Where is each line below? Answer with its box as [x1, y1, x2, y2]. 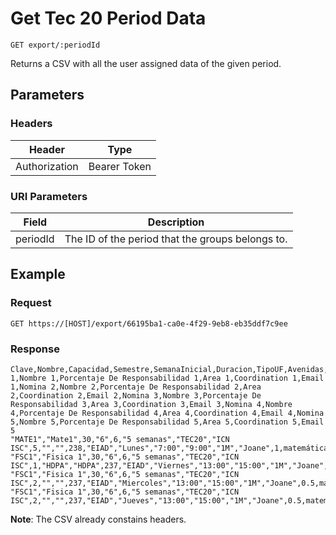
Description [147, 215, 205, 229]
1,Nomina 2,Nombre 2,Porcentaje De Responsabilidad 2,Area [10, 382, 262, 392]
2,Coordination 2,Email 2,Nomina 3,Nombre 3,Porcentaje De [10, 390, 262, 401]
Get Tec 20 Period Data [10, 7, 207, 30]
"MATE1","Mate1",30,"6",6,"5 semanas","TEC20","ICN [10, 434, 230, 444]
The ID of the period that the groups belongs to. [64, 232, 288, 246]
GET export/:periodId [10, 40, 101, 50]
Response [10, 342, 60, 356]
